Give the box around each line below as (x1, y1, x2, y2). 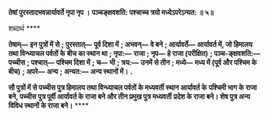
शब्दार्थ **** (8, 24, 41, 33)
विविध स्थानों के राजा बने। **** (8, 101, 90, 110)
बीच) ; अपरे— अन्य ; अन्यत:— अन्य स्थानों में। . (8, 67, 133, 76)
